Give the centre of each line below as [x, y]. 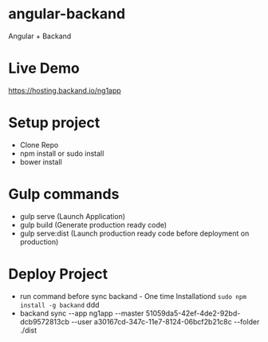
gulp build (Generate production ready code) [93, 225]
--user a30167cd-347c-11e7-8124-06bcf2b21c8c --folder [165, 321]
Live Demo [44, 68]
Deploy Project [58, 274]
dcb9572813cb [44, 321]
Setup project [54, 123]
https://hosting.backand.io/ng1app [65, 90]
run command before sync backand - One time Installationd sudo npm [133, 296]
